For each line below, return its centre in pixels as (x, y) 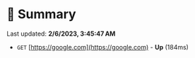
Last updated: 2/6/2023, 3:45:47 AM (61, 34)
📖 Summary (41, 14)
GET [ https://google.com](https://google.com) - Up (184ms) (102, 47)
